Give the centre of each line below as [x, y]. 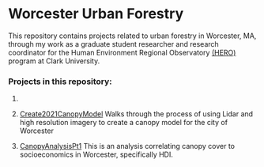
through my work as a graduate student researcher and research [113, 44]
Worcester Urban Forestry [96, 14]
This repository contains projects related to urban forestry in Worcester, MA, [132, 36]
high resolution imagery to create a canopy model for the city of [123, 123]
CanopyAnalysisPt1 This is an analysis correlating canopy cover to [127, 146]
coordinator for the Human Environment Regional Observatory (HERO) [122, 52]
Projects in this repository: [60, 82]
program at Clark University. [54, 61]
